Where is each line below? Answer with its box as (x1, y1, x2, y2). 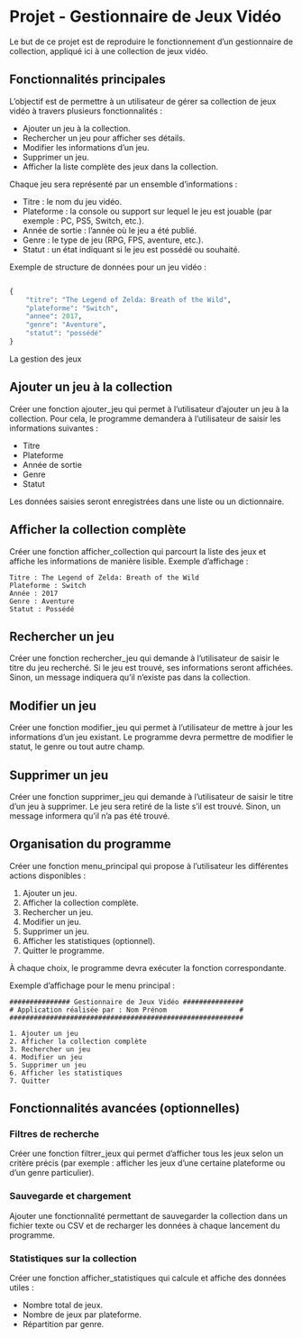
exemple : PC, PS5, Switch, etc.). (22, 215, 144, 226)
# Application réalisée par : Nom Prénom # (9, 1005, 244, 1014)
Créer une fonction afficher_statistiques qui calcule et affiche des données (9, 1273, 287, 1284)
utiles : (9, 1282, 34, 1293)
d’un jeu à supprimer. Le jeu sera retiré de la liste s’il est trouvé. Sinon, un (9, 801, 281, 811)
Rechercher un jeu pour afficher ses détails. (22, 133, 186, 143)
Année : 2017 (9, 589, 59, 598)
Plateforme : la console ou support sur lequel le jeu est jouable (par (22, 206, 272, 216)
